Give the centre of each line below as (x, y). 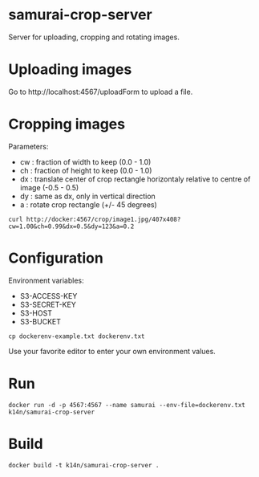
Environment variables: (46, 280)
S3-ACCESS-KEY (49, 296)
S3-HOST (36, 313)
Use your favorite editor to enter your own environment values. (112, 351)
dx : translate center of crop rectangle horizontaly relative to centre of (135, 179)
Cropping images (67, 124)
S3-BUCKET (40, 321)
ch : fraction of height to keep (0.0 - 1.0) (86, 170)
